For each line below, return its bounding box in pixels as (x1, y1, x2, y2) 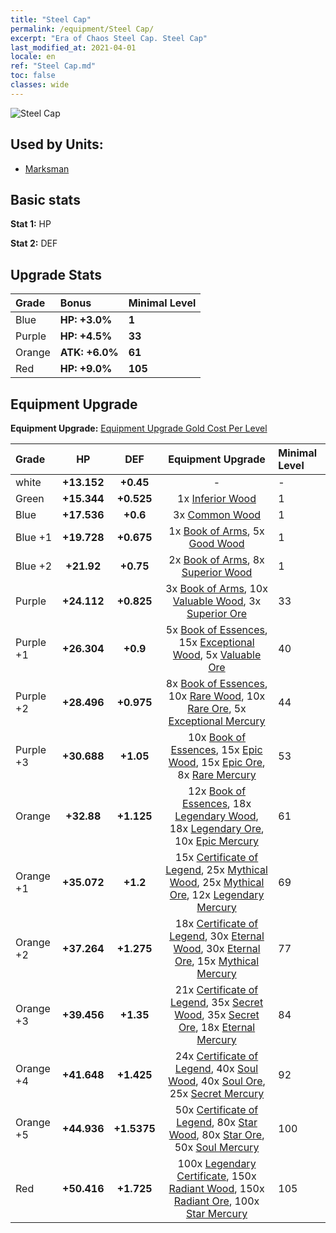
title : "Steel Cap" (10, 14, 92, 25)
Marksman (24, 162, 70, 175)
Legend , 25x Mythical (165, 863, 268, 876)
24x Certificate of (174, 1049, 259, 1063)
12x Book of (188, 784, 247, 798)
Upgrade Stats (10, 266, 103, 283)
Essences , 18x (181, 797, 252, 810)
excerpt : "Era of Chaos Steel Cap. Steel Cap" (10, 33, 208, 43)
